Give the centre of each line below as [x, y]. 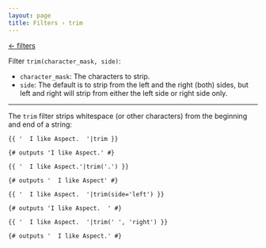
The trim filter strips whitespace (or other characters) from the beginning [128, 116]
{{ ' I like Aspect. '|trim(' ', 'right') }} [88, 222]
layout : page [30, 15]
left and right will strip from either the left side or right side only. [123, 93]
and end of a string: [40, 124]
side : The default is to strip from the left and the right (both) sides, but [134, 85]
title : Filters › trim [46, 23]
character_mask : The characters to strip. [85, 76]
